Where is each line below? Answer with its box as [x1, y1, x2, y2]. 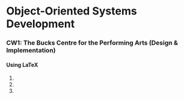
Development [6, 17, 75, 31]
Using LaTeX [6, 61, 38, 68]
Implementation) [6, 46, 56, 55]
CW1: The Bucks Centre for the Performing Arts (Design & [6, 39, 179, 47]
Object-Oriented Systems [6, 4, 137, 18]
